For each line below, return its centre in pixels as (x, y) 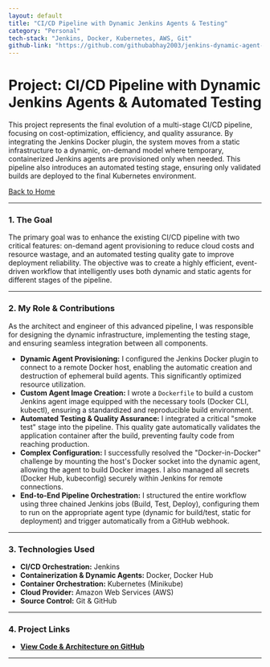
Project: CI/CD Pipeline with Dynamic (135, 86)
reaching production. (55, 444)
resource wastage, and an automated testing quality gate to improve (121, 255)
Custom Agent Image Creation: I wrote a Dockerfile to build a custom (137, 393)
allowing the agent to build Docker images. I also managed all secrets (135, 469)
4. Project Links (39, 629)
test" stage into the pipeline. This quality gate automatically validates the (140, 427)
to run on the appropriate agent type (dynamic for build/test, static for (135, 512)
